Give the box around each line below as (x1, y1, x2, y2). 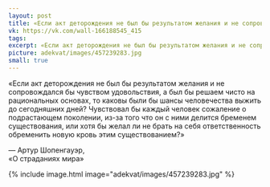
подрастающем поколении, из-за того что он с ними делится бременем (8, 112, 257, 122)
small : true (8, 57, 48, 65)
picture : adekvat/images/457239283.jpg (8, 49, 142, 57)
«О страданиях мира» (8, 153, 84, 163)
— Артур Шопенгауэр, (8, 145, 85, 155)
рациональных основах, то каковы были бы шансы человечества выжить (8, 96, 262, 105)
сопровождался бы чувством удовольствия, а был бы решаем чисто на (8, 87, 256, 96)
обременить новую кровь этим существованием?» (8, 129, 185, 139)
